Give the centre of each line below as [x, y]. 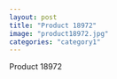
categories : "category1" [55, 42]
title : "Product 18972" [53, 25]
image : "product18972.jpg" [59, 33]
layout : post [33, 17]
